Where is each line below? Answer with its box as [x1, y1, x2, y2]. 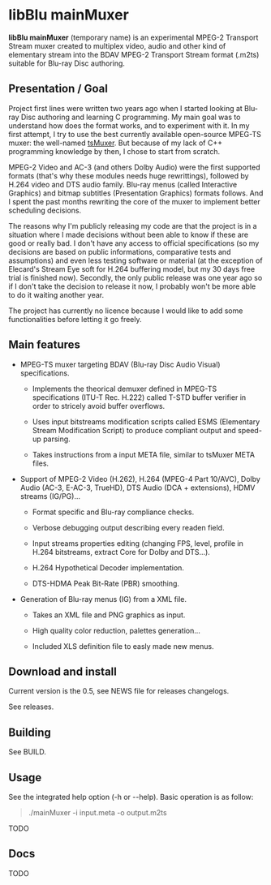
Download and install [8, 664, 118, 678]
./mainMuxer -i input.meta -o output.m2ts [28, 808, 168, 817]
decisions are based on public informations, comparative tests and [8, 247, 231, 256]
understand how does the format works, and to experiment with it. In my [8, 120, 250, 131]
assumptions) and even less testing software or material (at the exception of [8, 256, 263, 265]
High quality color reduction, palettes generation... [32, 625, 201, 635]
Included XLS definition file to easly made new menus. [32, 641, 214, 651]
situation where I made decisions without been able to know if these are [8, 230, 249, 239]
